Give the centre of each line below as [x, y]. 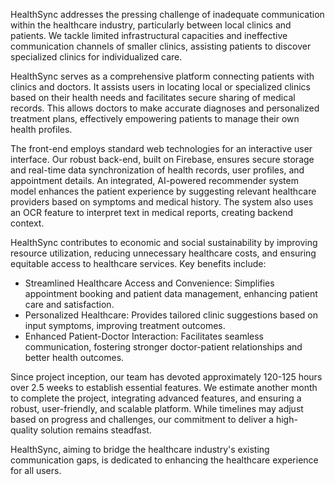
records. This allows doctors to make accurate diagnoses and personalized [165, 108]
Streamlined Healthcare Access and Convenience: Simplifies [149, 283]
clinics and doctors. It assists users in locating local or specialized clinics [160, 87]
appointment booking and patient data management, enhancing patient [171, 293]
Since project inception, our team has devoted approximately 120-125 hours [166, 377]
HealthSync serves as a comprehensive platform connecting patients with [162, 76]
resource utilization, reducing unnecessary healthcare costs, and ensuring [163, 253]
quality [24, 430]
